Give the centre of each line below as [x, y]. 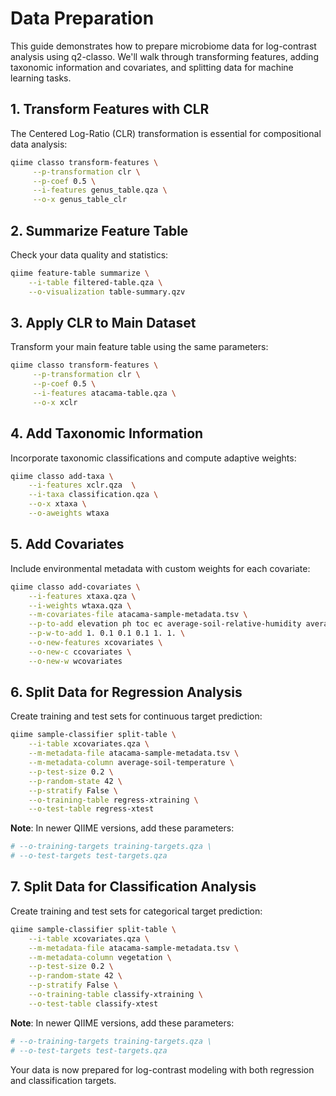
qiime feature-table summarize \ [80, 273]
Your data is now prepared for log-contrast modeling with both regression [162, 1069]
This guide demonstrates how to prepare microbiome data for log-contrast [163, 46]
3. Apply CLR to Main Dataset [103, 322]
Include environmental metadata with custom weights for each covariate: [160, 568]
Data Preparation [82, 18]
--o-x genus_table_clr [80, 200]
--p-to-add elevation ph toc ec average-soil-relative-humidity [165, 624]
